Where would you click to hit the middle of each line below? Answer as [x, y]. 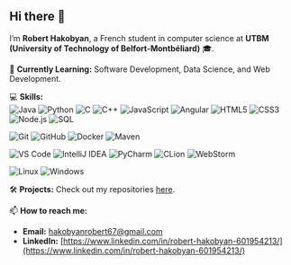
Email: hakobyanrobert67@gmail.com [93, 231]
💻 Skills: [26, 96]
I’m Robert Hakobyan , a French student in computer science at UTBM [139, 38]
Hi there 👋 [37, 17]
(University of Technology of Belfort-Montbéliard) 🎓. [112, 48]
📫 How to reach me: [49, 210]
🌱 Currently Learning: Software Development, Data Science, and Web [140, 69]
